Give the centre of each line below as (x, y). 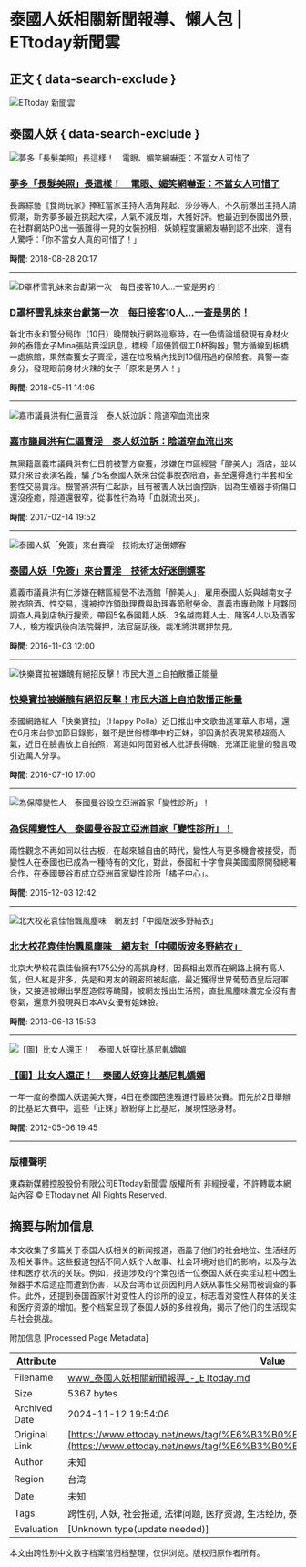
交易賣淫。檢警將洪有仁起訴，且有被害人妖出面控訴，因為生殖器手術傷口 (161, 486)
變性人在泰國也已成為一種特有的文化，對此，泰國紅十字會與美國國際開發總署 (153, 861)
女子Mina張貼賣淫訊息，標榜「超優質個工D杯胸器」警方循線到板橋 (165, 346)
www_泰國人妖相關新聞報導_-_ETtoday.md (159, 1378)
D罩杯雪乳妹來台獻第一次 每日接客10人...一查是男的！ (130, 313)
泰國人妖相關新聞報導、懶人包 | (126, 20)
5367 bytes (93, 1394)
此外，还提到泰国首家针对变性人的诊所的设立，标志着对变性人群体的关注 (161, 1296)
